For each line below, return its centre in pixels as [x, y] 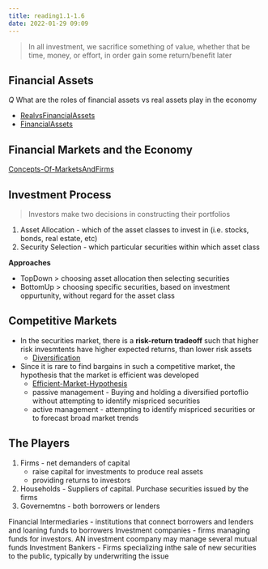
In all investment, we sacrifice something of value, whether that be [139, 46]
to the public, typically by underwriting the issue [89, 556]
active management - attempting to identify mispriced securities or [144, 409]
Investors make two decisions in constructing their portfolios [129, 214]
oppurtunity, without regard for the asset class [98, 295]
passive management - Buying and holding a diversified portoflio [140, 392]
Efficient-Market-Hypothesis [80, 383]
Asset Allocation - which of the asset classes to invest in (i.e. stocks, [134, 229]
